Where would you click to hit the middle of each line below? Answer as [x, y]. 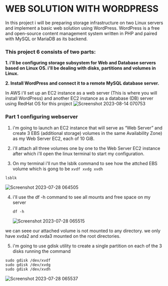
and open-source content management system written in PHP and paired [81, 33]
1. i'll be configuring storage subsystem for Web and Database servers [81, 63]
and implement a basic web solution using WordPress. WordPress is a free [82, 28]
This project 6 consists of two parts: [50, 52]
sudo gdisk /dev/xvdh [28, 269]
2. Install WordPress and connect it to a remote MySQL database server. [82, 83]
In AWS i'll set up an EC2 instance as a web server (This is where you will [81, 93]
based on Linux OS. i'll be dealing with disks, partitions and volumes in [81, 68]
